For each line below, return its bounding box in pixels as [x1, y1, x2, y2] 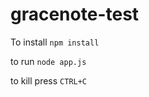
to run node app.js [10, 55, 87, 67]
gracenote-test [10, 3, 140, 26]
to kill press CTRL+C [10, 74, 88, 87]
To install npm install [10, 36, 100, 48]
